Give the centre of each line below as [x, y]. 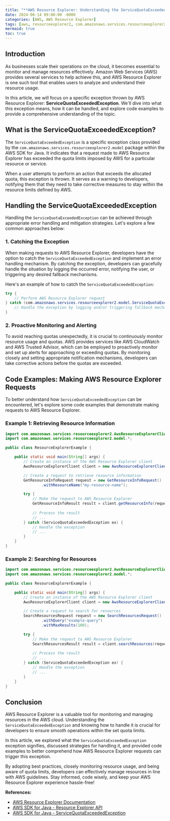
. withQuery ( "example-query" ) [72, 621]
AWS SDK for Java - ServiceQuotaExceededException [69, 813]
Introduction [25, 54]
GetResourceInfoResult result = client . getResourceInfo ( [94, 504]
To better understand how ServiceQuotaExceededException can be [73, 399]
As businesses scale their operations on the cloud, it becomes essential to [83, 66]
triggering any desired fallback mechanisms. [52, 274]
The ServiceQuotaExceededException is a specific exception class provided [83, 142]
